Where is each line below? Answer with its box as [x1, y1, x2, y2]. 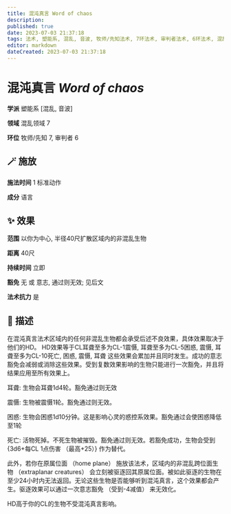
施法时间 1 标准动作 [7, 178, 62, 186]
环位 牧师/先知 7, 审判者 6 [7, 133, 79, 142]
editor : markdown [7, 42, 57, 49]
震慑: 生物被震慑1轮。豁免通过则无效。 [7, 398, 115, 407]
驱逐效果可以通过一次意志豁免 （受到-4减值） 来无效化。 [19, 485, 180, 493]
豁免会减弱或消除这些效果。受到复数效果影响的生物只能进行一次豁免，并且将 [7, 361, 224, 369]
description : [7, 17, 45, 23]
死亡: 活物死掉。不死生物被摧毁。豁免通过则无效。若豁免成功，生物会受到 [7, 436, 215, 445]
